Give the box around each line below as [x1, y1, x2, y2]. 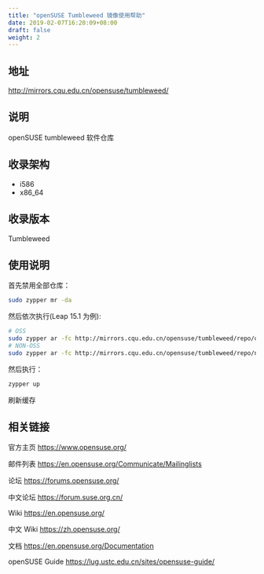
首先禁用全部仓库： [8, 280, 71, 291]
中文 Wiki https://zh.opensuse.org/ [8, 525, 120, 534]
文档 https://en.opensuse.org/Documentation [8, 541, 155, 550]
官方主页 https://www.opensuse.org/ [8, 443, 127, 452]
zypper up [8, 380, 41, 388]
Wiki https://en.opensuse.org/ [8, 508, 104, 518]
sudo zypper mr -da [8, 296, 72, 305]
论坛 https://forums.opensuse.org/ [8, 476, 119, 485]
